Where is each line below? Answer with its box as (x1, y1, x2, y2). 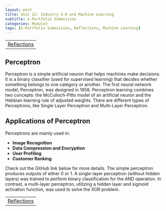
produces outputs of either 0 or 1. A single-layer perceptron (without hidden (5, 170, 160, 176)
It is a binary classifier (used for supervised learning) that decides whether (5, 76, 158, 82)
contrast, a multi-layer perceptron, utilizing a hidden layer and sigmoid (5, 181, 149, 187)
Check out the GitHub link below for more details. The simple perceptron (5, 165, 154, 171)
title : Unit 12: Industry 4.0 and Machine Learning (5, 12, 114, 17)
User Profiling (12, 150, 42, 156)
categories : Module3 (5, 21, 48, 26)
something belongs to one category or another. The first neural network (5, 81, 152, 87)
